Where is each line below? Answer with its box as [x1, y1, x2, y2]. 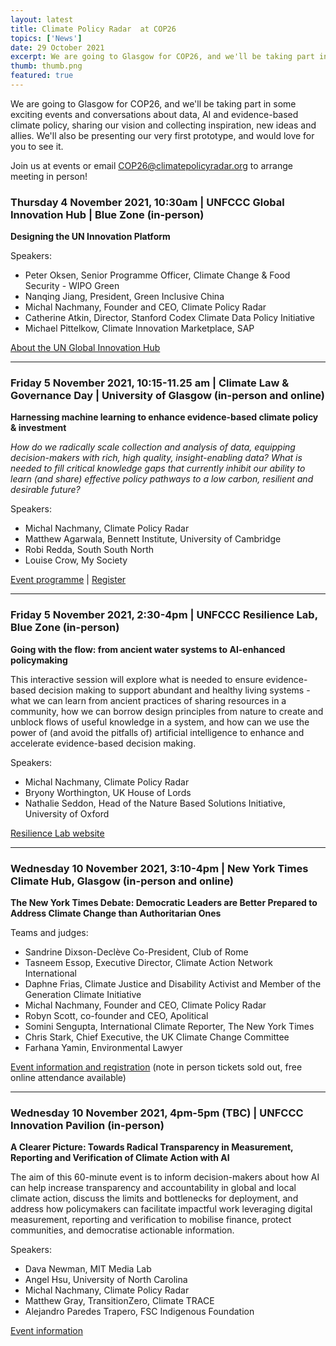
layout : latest [10, 14, 74, 25]
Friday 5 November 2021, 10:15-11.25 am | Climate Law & [10, 376, 290, 390]
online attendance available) [10, 1072, 127, 1084]
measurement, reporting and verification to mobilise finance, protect [10, 1214, 292, 1226]
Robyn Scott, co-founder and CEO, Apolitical [24, 1010, 209, 1022]
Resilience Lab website [10, 827, 105, 839]
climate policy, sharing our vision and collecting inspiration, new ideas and [10, 119, 317, 131]
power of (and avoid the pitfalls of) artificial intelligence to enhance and [10, 726, 305, 738]
